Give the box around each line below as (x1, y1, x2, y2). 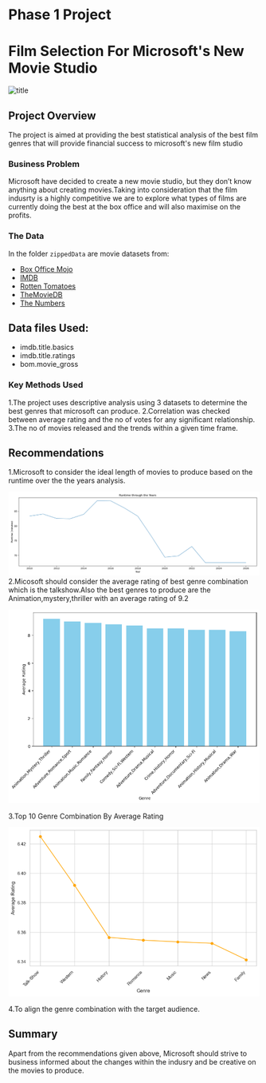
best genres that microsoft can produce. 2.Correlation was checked (8, 406, 230, 416)
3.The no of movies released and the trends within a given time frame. (8, 423, 239, 432)
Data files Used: (8, 321, 89, 335)
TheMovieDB (19, 289, 63, 299)
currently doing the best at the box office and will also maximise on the (8, 202, 241, 212)
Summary (8, 1027, 58, 1041)
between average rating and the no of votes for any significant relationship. (8, 414, 256, 424)
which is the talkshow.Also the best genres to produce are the (8, 585, 211, 595)
